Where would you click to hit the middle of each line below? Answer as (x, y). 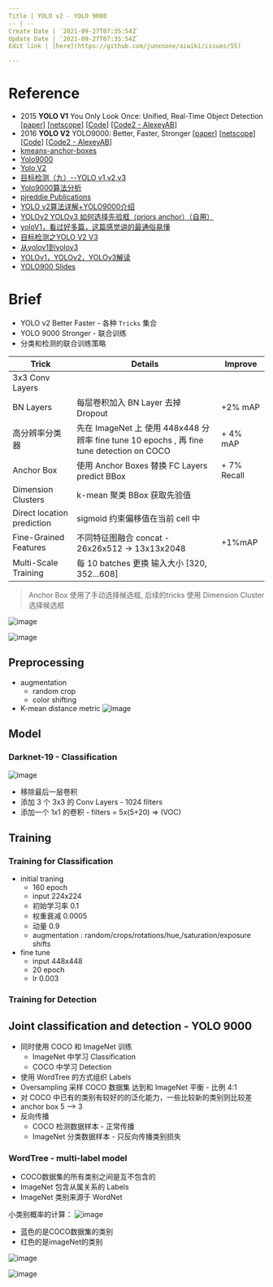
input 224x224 (57, 897)
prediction (32, 523)
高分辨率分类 (37, 433)
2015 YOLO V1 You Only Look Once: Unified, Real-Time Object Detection (142, 116)
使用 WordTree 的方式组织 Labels (76, 1077)
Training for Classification (61, 861)
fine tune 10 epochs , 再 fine (149, 440)
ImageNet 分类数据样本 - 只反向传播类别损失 (106, 1136)
